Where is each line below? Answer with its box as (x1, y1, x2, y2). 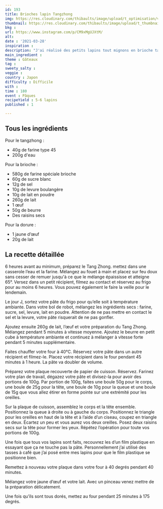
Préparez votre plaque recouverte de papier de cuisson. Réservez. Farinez (5, 368, 154, 374)
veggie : (5, 71, 23, 75)
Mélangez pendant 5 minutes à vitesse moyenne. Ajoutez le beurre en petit (5, 329, 155, 335)
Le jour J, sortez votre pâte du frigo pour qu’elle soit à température (5, 299, 138, 304)
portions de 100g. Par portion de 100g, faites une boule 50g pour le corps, (5, 378, 153, 385)
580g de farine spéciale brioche (12, 171, 76, 177)
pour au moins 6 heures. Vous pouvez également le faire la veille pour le (5, 284, 149, 290)
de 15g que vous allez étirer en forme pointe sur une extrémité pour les (5, 389, 147, 395)
